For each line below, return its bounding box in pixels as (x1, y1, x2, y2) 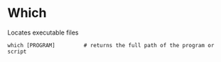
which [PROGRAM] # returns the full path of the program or (7, 42, 215, 49)
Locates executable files (7, 28, 79, 37)
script (7, 48, 27, 55)
